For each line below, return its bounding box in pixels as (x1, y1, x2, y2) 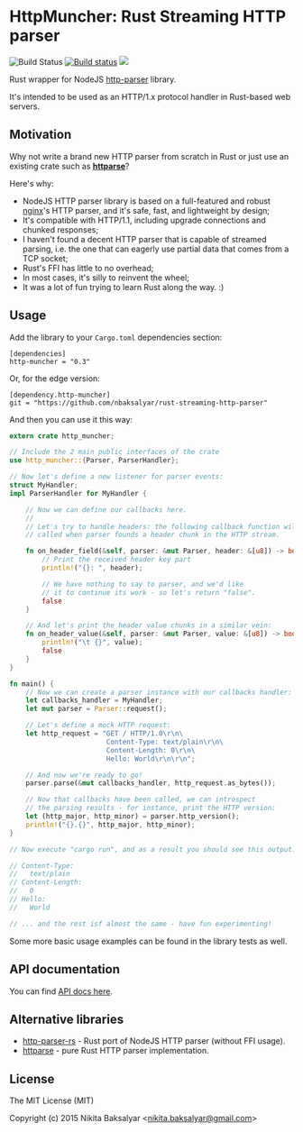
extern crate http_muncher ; (9, 431, 115, 441)
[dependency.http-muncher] (9, 390, 111, 399)
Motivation (9, 127, 72, 142)
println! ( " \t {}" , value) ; (41, 638, 143, 647)
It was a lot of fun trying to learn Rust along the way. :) (22, 281, 225, 292)
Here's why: (9, 178, 54, 188)
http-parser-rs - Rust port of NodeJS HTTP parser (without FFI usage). (22, 1036, 286, 1046)
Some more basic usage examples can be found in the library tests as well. (9, 936, 288, 946)
